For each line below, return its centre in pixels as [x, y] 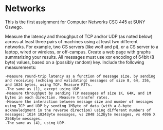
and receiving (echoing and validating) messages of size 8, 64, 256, [78, 81]
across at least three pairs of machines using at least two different [71, 41]
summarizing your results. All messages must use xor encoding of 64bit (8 [80, 57]
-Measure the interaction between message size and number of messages [79, 102]
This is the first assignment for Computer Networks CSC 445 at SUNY [75, 22]
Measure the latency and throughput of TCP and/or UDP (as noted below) [79, 36]
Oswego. [14, 27]
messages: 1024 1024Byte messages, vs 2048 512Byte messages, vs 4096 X [80, 114]
